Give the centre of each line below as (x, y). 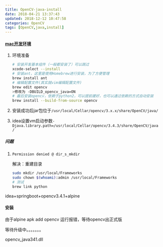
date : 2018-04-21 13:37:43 (32, 14)
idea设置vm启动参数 (32, 121)
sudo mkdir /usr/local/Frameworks (47, 173)
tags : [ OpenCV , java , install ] (35, 28)
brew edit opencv (30, 87)
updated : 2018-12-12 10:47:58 (36, 18)
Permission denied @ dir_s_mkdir (46, 154)
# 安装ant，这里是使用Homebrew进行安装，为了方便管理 (61, 74)
